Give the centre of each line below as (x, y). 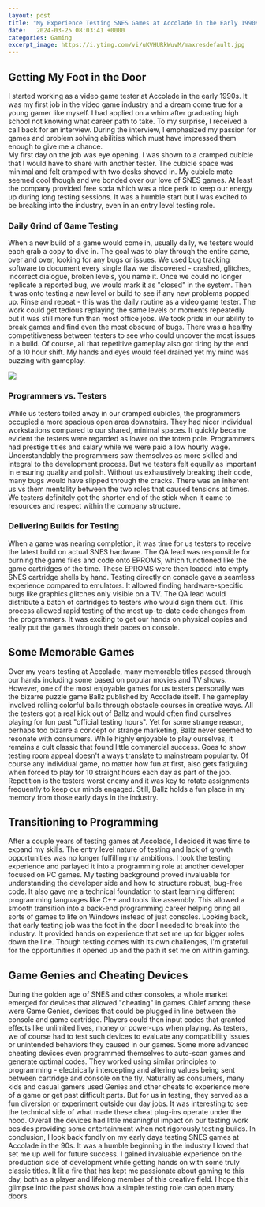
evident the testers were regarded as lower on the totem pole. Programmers (131, 438)
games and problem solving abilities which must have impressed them (122, 138)
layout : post (30, 15)
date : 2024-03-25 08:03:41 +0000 (67, 30)
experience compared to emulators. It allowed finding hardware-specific (126, 585)
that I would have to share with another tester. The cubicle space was (121, 163)
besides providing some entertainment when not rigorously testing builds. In (132, 1129)
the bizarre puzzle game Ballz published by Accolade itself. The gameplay (128, 696)
